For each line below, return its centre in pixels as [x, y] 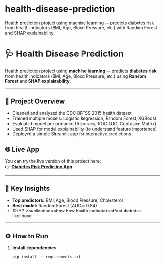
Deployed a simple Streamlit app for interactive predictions [71, 134]
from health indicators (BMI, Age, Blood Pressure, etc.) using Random [76, 76]
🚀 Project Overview [35, 101]
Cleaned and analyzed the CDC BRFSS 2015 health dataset [72, 113]
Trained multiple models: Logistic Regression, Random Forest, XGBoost [84, 118]
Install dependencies [34, 248]
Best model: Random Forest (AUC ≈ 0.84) [55, 206]
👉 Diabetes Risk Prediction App [39, 167]
